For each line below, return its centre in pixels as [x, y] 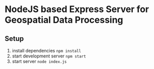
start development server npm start [49, 56]
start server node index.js [39, 61]
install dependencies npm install [47, 51]
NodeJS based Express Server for [77, 9]
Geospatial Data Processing [64, 20]
